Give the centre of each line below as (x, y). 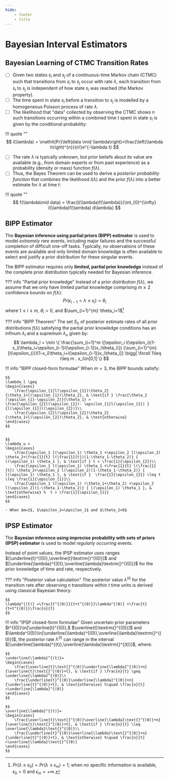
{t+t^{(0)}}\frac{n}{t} (30, 608)
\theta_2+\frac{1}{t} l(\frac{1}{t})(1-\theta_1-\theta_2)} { (72, 457)
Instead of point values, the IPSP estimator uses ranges (62, 553)
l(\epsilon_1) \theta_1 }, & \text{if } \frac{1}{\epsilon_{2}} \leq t (83, 475)
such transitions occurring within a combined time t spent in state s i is (85, 118)
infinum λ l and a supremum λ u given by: (47, 334)
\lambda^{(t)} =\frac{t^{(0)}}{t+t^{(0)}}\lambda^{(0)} (65, 604)
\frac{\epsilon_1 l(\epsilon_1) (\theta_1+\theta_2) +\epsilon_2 (84, 484)
